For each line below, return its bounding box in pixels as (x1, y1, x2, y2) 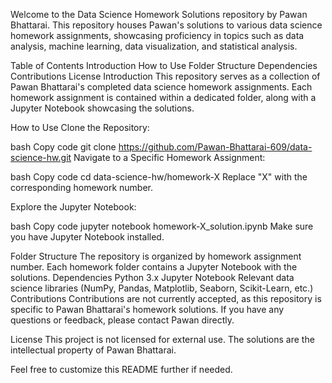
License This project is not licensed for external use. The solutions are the (10, 334, 315, 345)
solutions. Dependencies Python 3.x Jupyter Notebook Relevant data (10, 272, 295, 283)
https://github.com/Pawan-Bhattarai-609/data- (118, 141, 313, 153)
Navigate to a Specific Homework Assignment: (73, 152, 266, 163)
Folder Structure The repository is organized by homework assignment (10, 250, 302, 262)
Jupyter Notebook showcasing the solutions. (10, 102, 195, 114)
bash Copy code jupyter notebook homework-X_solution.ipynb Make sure (10, 220, 314, 232)
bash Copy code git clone (10, 141, 117, 153)
